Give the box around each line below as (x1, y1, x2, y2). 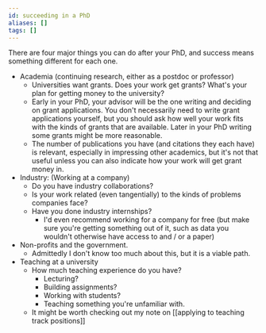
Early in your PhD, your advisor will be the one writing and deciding (31, 97, 252, 107)
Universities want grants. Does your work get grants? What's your (31, 80, 248, 90)
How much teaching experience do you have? (31, 266, 182, 275)
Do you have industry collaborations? (31, 182, 153, 191)
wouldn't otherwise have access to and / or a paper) (43, 232, 215, 242)
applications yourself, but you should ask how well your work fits (31, 114, 244, 124)
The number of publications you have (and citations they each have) (31, 140, 256, 149)
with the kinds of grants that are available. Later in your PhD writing (31, 122, 253, 132)
